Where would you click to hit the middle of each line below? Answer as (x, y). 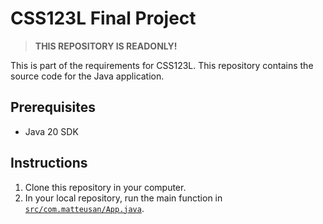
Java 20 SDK (51, 131)
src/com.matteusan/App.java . (84, 208)
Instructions (49, 163)
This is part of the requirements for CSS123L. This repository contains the (162, 65)
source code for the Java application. (87, 76)
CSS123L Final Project (103, 18)
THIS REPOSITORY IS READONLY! (106, 46)
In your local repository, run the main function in (123, 198)
